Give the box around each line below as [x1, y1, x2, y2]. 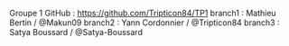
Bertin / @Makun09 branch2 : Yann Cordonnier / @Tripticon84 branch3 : [9, 17, 280, 28]
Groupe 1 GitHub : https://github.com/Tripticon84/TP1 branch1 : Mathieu [9, 8, 277, 18]
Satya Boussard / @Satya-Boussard [9, 27, 143, 37]
